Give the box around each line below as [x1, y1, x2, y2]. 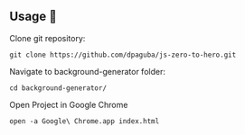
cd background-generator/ [9, 83, 107, 93]
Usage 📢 [9, 9, 57, 24]
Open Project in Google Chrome [9, 99, 128, 110]
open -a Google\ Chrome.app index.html [9, 116, 160, 126]
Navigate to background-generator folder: [9, 66, 165, 76]
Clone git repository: [9, 32, 86, 43]
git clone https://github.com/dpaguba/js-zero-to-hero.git [9, 50, 237, 59]
